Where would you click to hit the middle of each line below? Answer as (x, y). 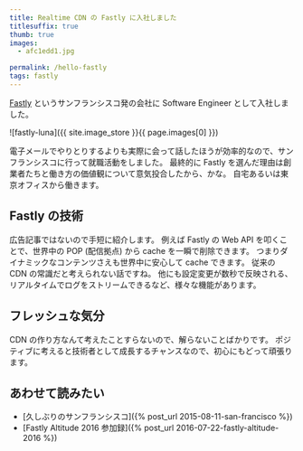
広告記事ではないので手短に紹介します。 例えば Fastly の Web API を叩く (145, 240)
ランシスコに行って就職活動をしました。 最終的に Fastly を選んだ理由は (150, 162)
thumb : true (32, 34)
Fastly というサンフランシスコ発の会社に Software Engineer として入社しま (149, 103)
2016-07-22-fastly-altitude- (227, 428)
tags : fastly (34, 76)
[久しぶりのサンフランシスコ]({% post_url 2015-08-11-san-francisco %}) (157, 417)
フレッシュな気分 (57, 316)
